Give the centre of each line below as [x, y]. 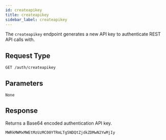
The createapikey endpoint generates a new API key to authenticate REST [83, 34]
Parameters [24, 83]
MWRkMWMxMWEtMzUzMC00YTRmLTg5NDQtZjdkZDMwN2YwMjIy [60, 132]
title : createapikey [27, 15]
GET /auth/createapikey [31, 68]
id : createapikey [24, 10]
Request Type [28, 56]
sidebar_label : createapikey [36, 19]
